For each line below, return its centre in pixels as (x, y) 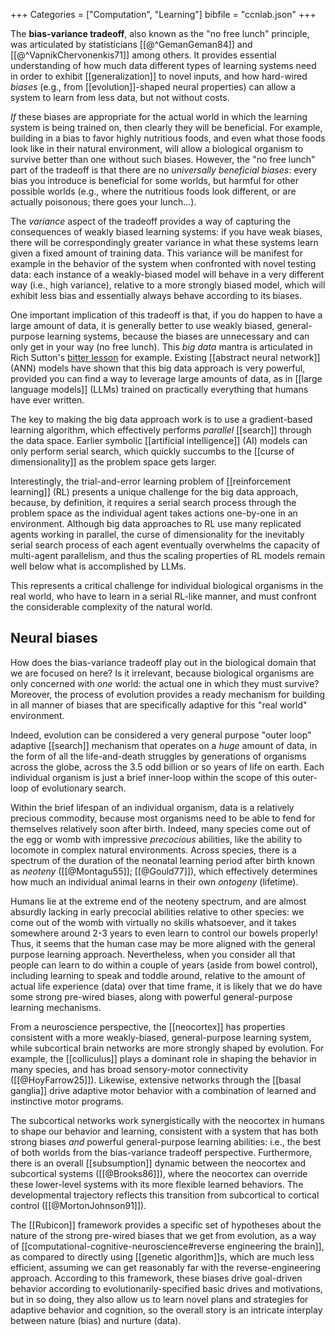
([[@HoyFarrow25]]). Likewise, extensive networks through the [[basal (156, 1080)
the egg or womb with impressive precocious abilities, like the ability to (156, 839)
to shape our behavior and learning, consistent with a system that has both (164, 1131)
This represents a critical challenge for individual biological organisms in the (167, 585)
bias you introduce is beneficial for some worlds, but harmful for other (155, 180)
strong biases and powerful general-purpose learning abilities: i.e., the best (166, 1141)
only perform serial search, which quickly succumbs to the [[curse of (152, 451)
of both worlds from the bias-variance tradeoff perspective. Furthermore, (161, 1152)
